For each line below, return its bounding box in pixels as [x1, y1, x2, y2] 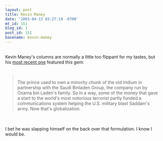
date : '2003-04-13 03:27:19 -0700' [5, 16, 79, 21]
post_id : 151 [5, 30, 32, 35]
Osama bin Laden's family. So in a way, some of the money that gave [17, 90, 158, 96]
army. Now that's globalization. [17, 105, 81, 112]
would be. [5, 131, 26, 137]
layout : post [5, 7, 32, 12]
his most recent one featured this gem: [5, 59, 84, 65]
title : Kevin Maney [5, 12, 46, 17]
